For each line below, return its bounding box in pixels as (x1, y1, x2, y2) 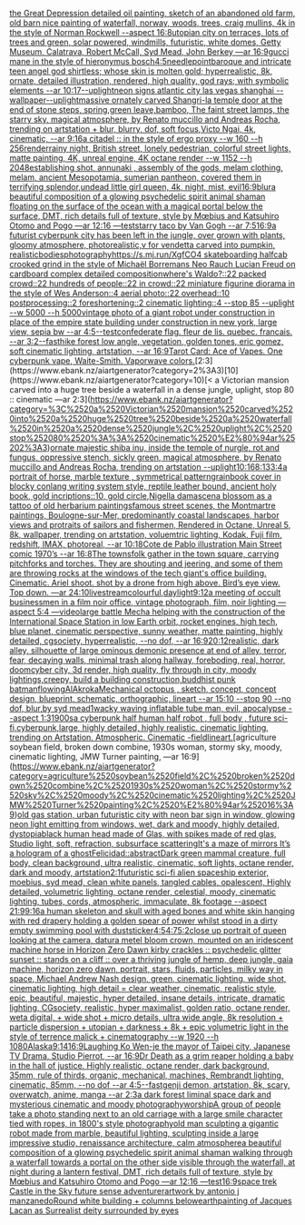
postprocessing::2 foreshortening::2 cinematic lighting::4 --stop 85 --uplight (9, 297, 295, 308)
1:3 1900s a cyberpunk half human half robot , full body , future (40, 712, 272, 723)
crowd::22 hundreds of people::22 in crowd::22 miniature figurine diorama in (9, 278, 296, 289)
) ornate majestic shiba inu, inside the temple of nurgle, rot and (46, 443, 280, 453)
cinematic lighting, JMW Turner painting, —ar (9, 752, 180, 762)
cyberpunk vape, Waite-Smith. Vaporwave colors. (9, 355, 195, 366)
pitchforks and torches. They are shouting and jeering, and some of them (9, 558, 283, 569)
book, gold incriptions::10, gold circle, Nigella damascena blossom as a (9, 491, 272, 501)
